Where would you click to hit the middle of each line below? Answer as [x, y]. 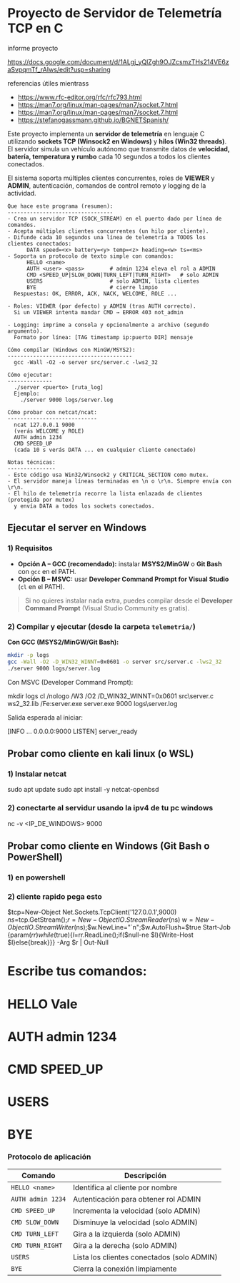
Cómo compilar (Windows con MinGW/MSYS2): [71, 350]
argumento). [25, 331]
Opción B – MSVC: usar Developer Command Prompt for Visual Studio [123, 579]
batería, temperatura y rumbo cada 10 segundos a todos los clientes [109, 156]
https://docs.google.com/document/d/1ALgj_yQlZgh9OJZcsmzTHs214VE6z [119, 61]
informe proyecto [33, 48]
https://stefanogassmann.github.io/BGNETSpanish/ [93, 120]
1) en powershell [36, 877]
